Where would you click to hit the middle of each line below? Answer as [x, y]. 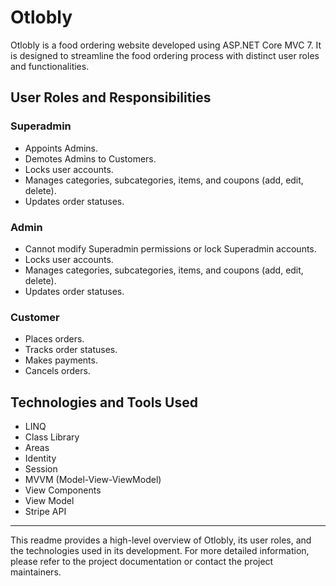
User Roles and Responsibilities [111, 97]
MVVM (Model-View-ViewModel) [93, 480]
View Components [63, 490]
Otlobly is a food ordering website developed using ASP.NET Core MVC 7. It [166, 45]
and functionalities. [50, 66]
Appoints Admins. [61, 148]
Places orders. [54, 339]
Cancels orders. [57, 371]
